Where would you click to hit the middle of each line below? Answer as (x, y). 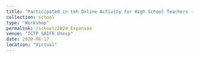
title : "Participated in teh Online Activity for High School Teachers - (100, 12)
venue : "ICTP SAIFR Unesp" (40, 34)
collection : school (30, 17)
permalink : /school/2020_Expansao (49, 28)
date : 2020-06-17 (28, 39)
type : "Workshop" (28, 23)
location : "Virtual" (32, 45)
